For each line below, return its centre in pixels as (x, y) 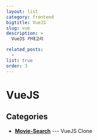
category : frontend (30, 17)
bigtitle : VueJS (26, 22)
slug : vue (18, 28)
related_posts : (25, 50)
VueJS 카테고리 (28, 39)
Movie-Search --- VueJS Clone (53, 131)
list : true (19, 60)
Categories (27, 117)
